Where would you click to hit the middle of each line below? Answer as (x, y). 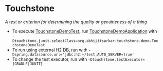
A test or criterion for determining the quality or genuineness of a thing (76, 22)
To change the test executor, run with (49, 59)
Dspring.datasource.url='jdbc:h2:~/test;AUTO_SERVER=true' (73, 54)
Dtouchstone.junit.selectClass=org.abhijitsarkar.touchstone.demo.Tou (85, 41)
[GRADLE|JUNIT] (27, 64)
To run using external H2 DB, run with (50, 50)
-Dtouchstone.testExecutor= (116, 59)
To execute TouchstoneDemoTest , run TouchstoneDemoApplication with (84, 31)
